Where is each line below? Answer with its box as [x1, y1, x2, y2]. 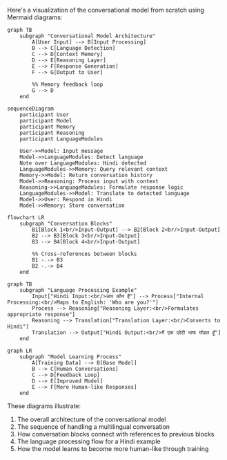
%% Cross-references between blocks [32, 250, 137, 257]
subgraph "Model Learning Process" [19, 353, 122, 360]
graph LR [7, 347, 32, 354]
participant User [19, 111, 70, 118]
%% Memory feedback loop [32, 81, 103, 88]
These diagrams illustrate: [7, 402, 81, 410]
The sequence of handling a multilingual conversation [17, 423, 170, 431]
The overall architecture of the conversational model [17, 415, 166, 423]
